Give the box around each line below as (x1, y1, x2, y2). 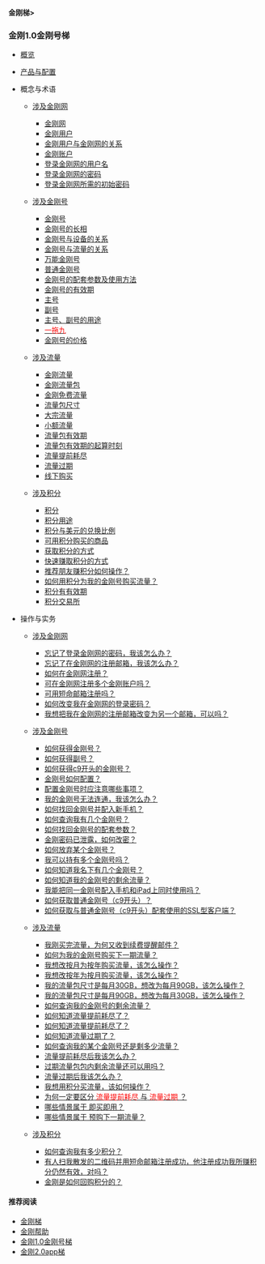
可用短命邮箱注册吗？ (44, 689, 116, 698)
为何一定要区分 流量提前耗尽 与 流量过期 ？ (44, 1091, 187, 1101)
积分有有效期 (44, 586, 87, 596)
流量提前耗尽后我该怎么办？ (44, 1051, 137, 1061)
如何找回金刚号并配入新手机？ (44, 804, 144, 813)
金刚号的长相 (44, 224, 87, 233)
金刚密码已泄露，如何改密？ (44, 835, 137, 844)
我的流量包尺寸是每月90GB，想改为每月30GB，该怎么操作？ (44, 990, 245, 1000)
